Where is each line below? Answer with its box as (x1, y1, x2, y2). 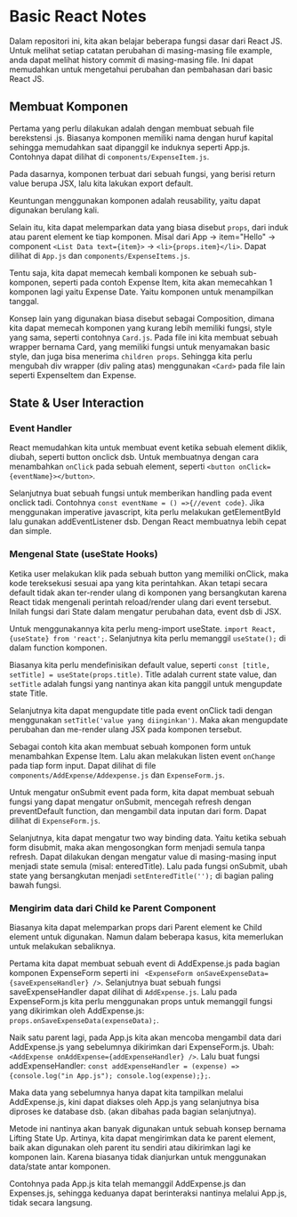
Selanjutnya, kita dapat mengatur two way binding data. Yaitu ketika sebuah (9, 832, 287, 842)
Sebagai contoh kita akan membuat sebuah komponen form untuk (9, 741, 252, 752)
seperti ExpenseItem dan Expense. (9, 369, 137, 380)
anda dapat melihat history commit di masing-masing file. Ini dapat (9, 54, 253, 65)
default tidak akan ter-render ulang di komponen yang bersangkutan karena (9, 587, 287, 598)
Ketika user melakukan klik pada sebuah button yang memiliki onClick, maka (9, 568, 289, 579)
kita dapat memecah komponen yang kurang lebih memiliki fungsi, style (9, 322, 273, 333)
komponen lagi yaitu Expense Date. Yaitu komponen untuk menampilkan (9, 286, 274, 297)
